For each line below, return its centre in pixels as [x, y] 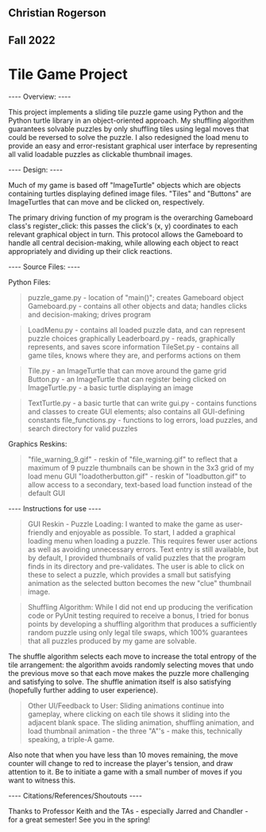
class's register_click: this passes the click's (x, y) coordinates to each [123, 225]
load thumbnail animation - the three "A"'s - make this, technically [135, 731]
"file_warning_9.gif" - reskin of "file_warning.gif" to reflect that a [133, 459]
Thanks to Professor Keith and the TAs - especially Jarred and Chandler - [128, 811]
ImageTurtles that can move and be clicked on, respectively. [106, 201]
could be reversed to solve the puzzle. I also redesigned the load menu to [128, 137]
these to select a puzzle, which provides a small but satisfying [129, 574]
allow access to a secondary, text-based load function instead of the [140, 484]
